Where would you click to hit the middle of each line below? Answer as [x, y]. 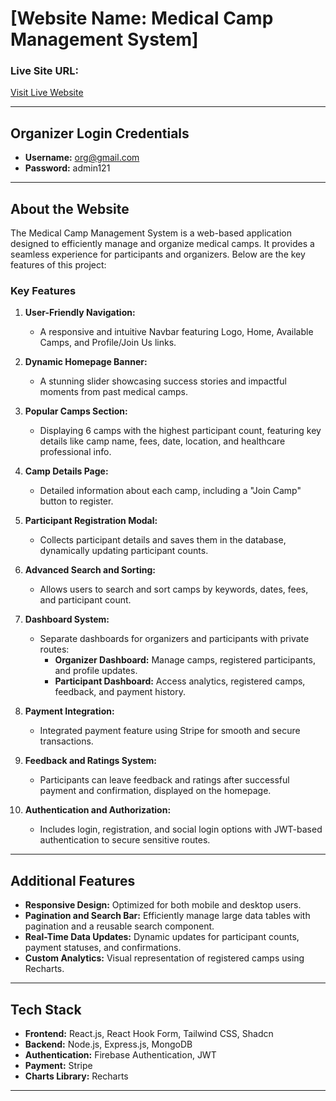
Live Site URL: [44, 71]
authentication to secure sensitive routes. [125, 840]
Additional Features [73, 880]
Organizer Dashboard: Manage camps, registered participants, [185, 660]
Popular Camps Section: [76, 411]
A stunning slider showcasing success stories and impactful [163, 381]
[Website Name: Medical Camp [142, 18]
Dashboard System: [67, 619]
